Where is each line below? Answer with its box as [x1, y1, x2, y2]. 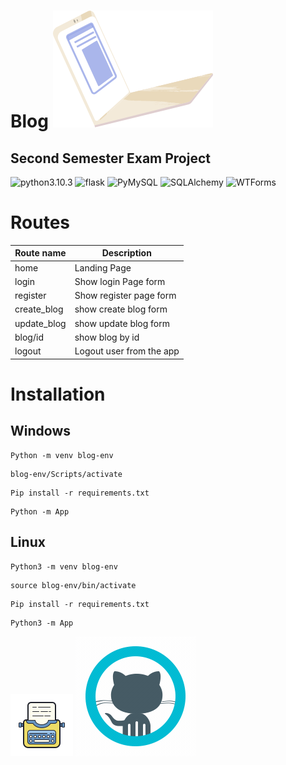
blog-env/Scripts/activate [10, 469, 123, 479]
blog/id [14, 331, 44, 343]
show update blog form [74, 317, 171, 329]
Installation [10, 383, 106, 405]
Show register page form [74, 290, 177, 302]
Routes [10, 211, 70, 234]
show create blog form [74, 303, 168, 315]
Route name [14, 247, 67, 259]
